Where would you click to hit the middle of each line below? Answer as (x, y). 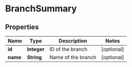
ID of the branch (68, 49)
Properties (22, 27)
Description (73, 41)
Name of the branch (73, 57)
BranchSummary (41, 9)
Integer (36, 49)
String (34, 57)
